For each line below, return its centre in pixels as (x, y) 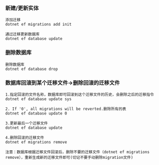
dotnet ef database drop (32, 69)
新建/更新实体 (22, 8)
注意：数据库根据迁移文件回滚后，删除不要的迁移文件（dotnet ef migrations (77, 152)
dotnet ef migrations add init (38, 25)
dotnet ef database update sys (38, 99)
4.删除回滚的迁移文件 (25, 137)
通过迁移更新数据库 (22, 34)
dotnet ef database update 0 (36, 113)
